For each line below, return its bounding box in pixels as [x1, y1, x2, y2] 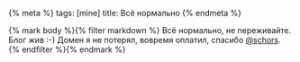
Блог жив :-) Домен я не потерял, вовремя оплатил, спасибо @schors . [8, 35, 281, 45]
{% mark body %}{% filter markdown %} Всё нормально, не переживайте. [8, 25, 292, 35]
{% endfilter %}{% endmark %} [8, 44, 126, 55]
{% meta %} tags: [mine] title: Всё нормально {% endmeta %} [8, 8, 242, 18]
